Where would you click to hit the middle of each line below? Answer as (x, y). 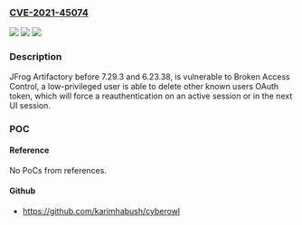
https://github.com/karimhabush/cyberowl (101, 211)
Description (36, 57)
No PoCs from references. (58, 170)
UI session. (30, 105)
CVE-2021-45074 (49, 13)
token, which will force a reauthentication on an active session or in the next (151, 96)
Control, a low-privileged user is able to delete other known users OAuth (144, 86)
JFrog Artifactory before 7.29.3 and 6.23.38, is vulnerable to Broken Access (150, 76)
